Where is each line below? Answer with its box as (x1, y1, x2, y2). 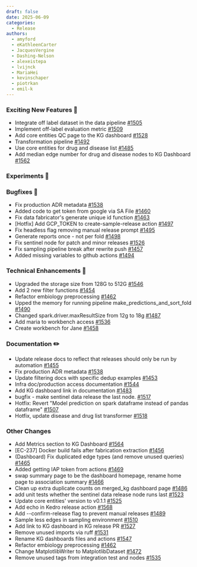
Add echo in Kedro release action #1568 (14, 503, 113, 511)
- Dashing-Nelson (11, 53, 55, 59)
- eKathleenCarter (11, 42, 58, 48)
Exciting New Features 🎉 (6, 105, 78, 114)
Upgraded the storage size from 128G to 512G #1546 (14, 280, 144, 287)
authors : (6, 31, 28, 37)
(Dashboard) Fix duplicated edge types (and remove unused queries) (14, 453, 185, 461)
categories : (6, 20, 36, 26)
